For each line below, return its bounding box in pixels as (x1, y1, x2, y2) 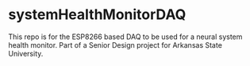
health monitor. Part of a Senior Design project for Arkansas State (8, 40, 222, 49)
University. (8, 49, 44, 58)
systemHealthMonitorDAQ (8, 6, 187, 24)
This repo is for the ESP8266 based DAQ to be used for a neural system (8, 32, 243, 41)
